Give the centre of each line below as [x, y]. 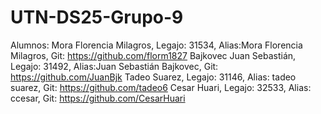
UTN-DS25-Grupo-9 [97, 17]
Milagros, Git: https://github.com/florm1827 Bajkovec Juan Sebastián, [153, 55]
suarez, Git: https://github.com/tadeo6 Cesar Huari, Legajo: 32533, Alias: [161, 87]
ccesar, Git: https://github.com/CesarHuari [98, 98]
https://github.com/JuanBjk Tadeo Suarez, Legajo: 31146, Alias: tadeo [153, 77]
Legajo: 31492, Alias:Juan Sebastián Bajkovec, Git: [114, 66]
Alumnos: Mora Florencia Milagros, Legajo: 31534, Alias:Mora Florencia [156, 45]
